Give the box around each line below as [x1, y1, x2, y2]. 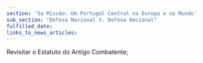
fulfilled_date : [6, 23, 53, 29]
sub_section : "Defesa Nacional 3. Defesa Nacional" [6, 16, 157, 23]
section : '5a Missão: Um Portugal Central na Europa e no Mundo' [6, 10, 197, 17]
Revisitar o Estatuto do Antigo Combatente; [6, 48, 128, 56]
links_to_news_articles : [6, 29, 77, 36]
